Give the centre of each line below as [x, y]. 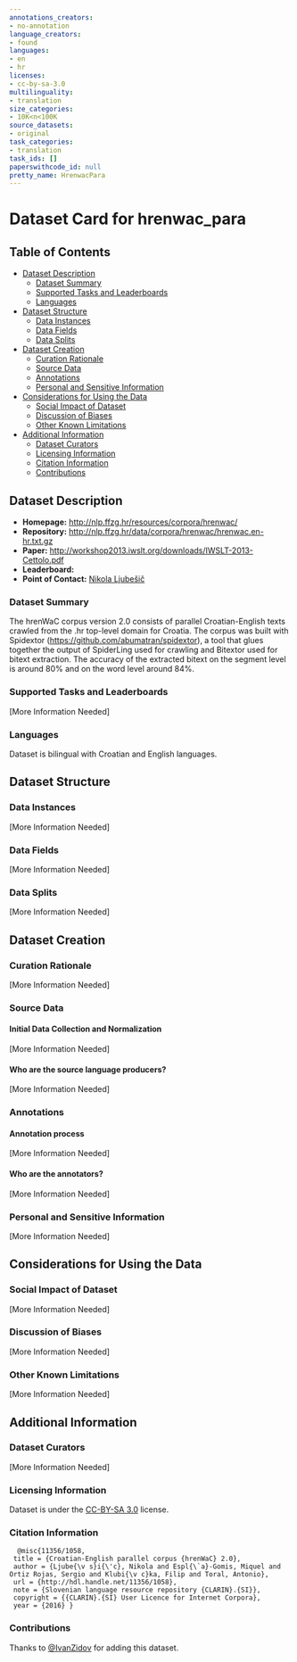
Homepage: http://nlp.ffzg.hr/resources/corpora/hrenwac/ [130, 522]
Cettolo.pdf [43, 560]
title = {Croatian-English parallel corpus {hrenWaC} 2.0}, [127, 1559]
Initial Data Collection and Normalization [86, 1029]
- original [29, 134]
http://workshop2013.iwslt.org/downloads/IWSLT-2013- [152, 550]
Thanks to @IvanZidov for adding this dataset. [94, 1648]
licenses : [28, 76]
